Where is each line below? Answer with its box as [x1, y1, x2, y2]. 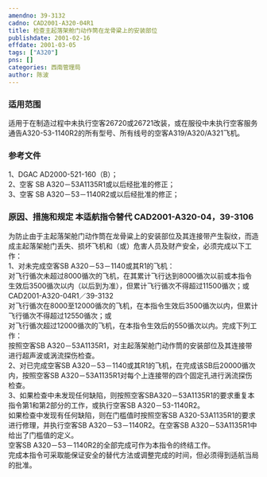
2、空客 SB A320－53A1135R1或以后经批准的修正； [8, 180, 176, 190]
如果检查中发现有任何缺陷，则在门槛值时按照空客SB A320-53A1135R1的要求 [8, 410, 256, 420]
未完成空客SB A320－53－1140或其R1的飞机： [25, 260, 175, 271]
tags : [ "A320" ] [8, 49, 59, 57]
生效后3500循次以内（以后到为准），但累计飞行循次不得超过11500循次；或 [8, 280, 250, 291]
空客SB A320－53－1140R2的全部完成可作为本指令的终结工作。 [8, 440, 215, 450]
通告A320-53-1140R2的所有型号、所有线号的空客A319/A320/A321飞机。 [8, 128, 245, 138]
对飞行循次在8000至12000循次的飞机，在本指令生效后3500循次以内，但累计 [8, 300, 258, 311]
